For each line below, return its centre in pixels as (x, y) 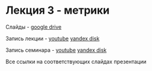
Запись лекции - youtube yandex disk (53, 38)
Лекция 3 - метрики (58, 10)
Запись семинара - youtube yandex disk (56, 50)
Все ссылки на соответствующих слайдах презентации (76, 61)
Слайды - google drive (34, 27)
